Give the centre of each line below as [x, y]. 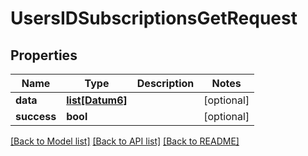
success [36, 116]
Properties [44, 55]
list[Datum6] [97, 100]
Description [165, 83]
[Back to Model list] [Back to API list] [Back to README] [125, 141]
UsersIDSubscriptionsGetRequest [154, 18]
